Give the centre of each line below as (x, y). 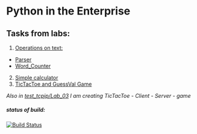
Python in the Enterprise (68, 11)
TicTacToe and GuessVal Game (53, 84)
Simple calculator (36, 78)
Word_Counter (33, 66)
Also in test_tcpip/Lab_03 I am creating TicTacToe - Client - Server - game (98, 96)
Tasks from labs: (38, 33)
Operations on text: (39, 48)
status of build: (26, 109)
